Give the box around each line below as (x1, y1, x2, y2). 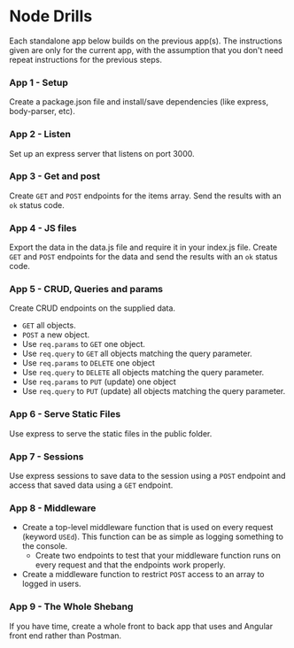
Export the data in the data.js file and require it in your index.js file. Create (9, 242, 277, 253)
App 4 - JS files (9, 221, 77, 234)
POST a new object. (21, 329, 90, 340)
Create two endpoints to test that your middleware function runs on (35, 551, 281, 561)
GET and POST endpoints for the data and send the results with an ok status (9, 251, 278, 262)
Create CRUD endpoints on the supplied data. (9, 303, 175, 313)
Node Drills (9, 6, 93, 27)
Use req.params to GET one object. (21, 339, 146, 350)
